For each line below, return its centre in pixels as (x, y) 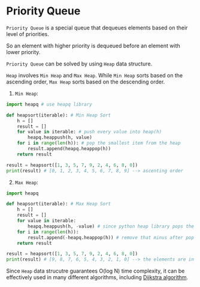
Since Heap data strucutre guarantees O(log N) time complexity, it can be (96, 271)
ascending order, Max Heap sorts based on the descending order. (86, 82)
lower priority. (23, 52)
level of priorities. (28, 34)
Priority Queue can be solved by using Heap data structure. (79, 64)
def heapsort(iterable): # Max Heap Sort (59, 204)
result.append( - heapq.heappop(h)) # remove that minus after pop (111, 237)
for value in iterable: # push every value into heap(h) (90, 132)
